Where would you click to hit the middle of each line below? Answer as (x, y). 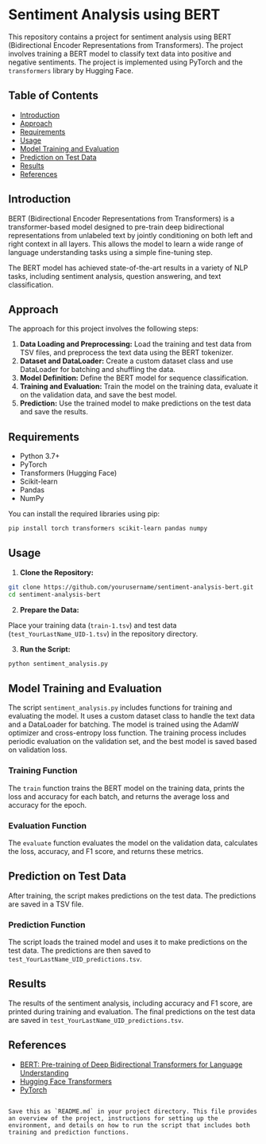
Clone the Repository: (56, 572)
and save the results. (54, 412)
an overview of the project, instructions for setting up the (113, 1118)
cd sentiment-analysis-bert (55, 594)
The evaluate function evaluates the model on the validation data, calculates (133, 843)
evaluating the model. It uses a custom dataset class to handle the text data (132, 716)
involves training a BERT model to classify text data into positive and (120, 53)
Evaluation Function (48, 825)
